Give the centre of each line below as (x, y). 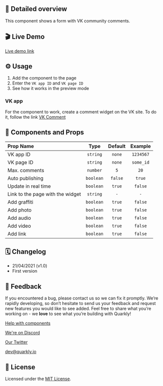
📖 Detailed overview (36, 9)
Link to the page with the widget (44, 194)
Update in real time (29, 186)
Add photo (20, 210)
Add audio (19, 218)
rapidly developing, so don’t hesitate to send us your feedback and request (81, 303)
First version (25, 271)
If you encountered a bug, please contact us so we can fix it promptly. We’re (82, 298)
